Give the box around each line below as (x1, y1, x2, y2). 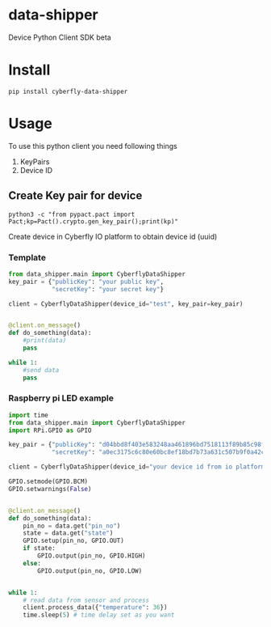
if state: (23, 544, 56, 553)
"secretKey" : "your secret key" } (51, 285, 164, 293)
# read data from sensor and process (23, 596, 150, 604)
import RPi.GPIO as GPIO (8, 426, 92, 434)
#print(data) (23, 337, 67, 345)
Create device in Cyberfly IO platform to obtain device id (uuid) (8, 231, 218, 241)
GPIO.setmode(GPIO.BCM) (8, 477, 89, 486)
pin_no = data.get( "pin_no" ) (23, 522, 121, 530)
